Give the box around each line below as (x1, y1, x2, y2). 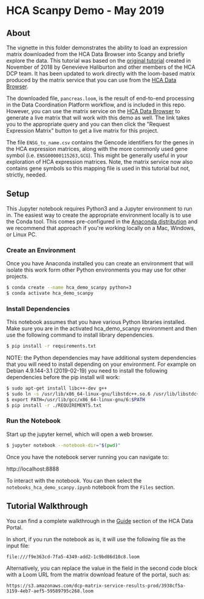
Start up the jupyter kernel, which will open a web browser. (6, 430, 154, 438)
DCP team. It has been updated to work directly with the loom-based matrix (6, 70, 195, 77)
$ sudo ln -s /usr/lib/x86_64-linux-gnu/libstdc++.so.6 (6, 391, 151, 397)
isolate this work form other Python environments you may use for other (6, 266, 186, 274)
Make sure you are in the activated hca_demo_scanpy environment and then (6, 325, 197, 332)
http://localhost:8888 (6, 465, 59, 472)
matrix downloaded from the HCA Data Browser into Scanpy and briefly (6, 51, 185, 58)
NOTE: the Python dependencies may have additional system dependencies (6, 354, 197, 362)
